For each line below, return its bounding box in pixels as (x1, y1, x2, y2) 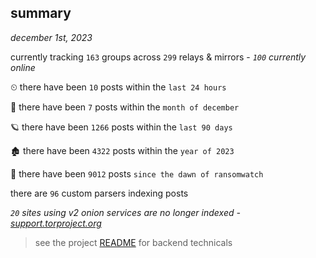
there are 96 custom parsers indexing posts (10, 187, 189, 199)
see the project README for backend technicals (34, 236, 233, 248)
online (10, 61, 36, 73)
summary (10, 5, 72, 22)
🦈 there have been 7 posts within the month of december (10, 101, 240, 113)
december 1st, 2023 (10, 31, 93, 43)
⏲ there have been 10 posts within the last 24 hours (10, 81, 227, 93)
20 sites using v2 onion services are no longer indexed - (10, 206, 241, 218)
